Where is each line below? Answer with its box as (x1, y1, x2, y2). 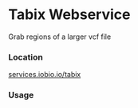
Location (8, 52, 44, 63)
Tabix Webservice (8, 6, 131, 24)
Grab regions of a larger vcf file (8, 32, 112, 41)
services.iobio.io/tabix (8, 70, 81, 79)
